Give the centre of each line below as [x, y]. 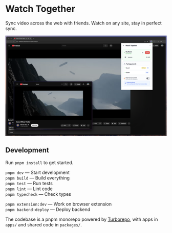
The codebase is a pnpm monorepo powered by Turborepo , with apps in [82, 219]
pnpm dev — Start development [38, 172]
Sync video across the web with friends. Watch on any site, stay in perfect [84, 23]
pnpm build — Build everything [38, 178]
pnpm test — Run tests [29, 183]
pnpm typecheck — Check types [38, 194]
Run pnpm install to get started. [39, 162]
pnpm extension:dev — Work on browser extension [58, 204]
